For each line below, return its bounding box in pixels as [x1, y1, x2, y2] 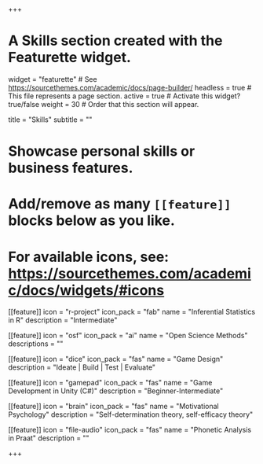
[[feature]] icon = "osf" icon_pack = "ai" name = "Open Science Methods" [8, 331, 248, 341]
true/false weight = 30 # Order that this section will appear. [8, 99, 199, 109]
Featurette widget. [8, 49, 132, 67]
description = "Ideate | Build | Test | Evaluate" [8, 363, 155, 372]
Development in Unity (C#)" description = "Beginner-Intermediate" [8, 386, 224, 396]
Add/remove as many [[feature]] [8, 195, 232, 213]
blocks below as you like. [8, 212, 175, 230]
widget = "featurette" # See [8, 74, 97, 83]
